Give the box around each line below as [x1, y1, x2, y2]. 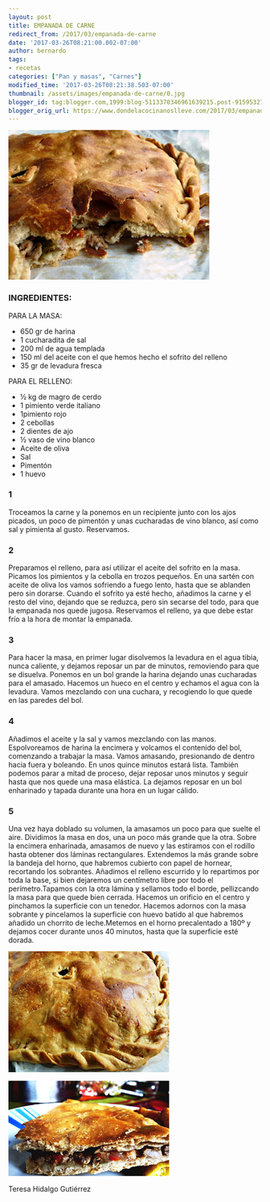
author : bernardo [8, 47, 67, 56]
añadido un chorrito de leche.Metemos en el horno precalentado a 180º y [8, 918, 252, 928]
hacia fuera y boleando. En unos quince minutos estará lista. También [8, 759, 239, 769]
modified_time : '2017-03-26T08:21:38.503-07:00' [8, 81, 174, 89]
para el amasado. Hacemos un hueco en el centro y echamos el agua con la [8, 678, 260, 688]
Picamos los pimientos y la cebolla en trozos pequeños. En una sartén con [8, 572, 255, 581]
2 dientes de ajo [19, 426, 74, 435]
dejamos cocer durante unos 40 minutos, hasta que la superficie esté [8, 927, 239, 937]
